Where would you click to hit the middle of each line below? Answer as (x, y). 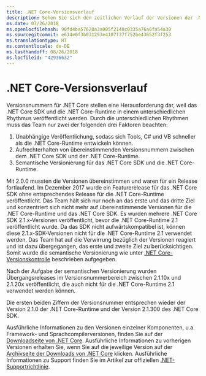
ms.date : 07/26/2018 (33, 23)
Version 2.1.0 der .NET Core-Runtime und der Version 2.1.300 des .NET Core (102, 309)
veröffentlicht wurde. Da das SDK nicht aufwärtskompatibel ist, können (96, 226)
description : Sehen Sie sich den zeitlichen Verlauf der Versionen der (100, 18)
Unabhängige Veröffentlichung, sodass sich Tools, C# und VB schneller (105, 136)
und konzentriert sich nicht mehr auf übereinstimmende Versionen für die (99, 207)
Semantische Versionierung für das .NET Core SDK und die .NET (97, 163)
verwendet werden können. (41, 290)
